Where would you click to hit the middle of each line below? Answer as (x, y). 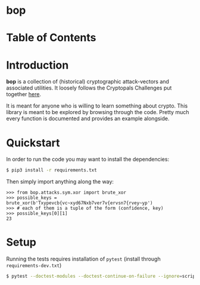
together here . (24, 94)
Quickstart (33, 142)
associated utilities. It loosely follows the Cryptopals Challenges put (89, 88)
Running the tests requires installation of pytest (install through (83, 259)
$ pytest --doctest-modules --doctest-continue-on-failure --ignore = (94, 276)
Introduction (37, 65)
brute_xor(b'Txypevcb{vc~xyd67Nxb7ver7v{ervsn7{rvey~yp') (79, 203)
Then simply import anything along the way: (60, 182)
